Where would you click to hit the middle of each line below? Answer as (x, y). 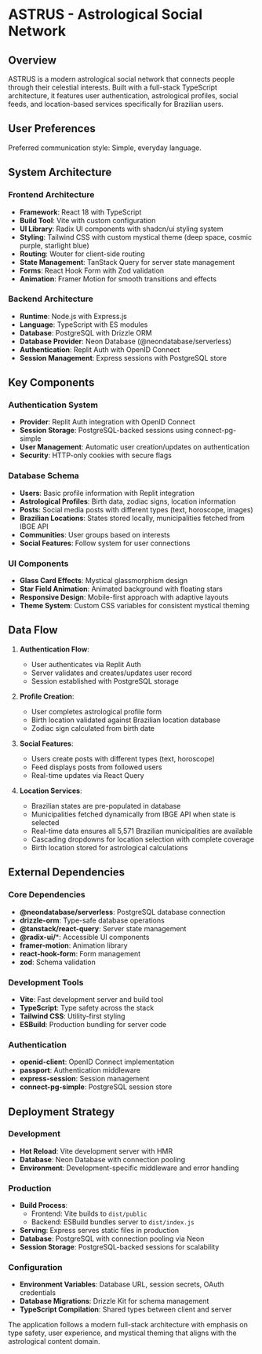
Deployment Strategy (62, 1112)
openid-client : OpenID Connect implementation (97, 1062)
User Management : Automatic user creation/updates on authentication (134, 447)
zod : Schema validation (57, 962)
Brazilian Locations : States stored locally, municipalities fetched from (132, 518)
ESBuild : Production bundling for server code (93, 1024)
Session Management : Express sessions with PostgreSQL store (123, 358)
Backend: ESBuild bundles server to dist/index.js (113, 1222)
